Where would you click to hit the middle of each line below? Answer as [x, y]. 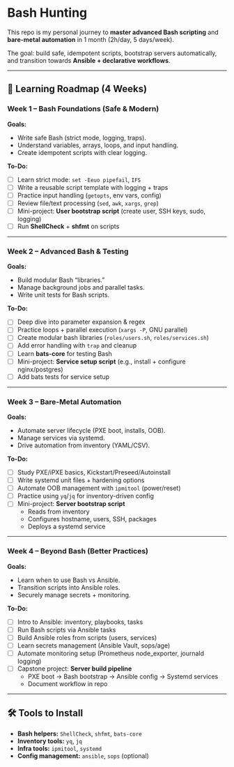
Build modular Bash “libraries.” [61, 280]
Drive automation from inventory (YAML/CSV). [84, 445]
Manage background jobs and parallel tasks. [81, 288]
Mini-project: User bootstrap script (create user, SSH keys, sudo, [111, 211]
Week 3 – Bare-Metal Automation [64, 401]
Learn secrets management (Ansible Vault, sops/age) [94, 645]
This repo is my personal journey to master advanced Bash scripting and [113, 32]
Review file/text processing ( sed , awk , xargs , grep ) [88, 203]
